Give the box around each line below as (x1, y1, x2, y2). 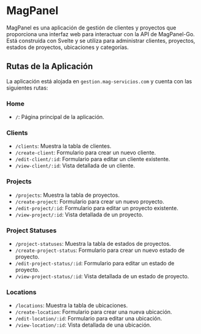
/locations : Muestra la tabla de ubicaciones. (15, 302, 128, 309)
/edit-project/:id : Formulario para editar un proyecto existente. (15, 204, 179, 211)
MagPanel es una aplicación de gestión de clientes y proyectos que (6, 24, 177, 31)
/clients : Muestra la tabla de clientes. (15, 142, 112, 150)
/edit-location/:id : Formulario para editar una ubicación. (15, 315, 163, 322)
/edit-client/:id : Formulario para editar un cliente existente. (15, 156, 170, 163)
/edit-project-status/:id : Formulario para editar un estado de (15, 259, 175, 267)
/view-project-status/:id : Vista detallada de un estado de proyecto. (15, 272, 189, 279)
